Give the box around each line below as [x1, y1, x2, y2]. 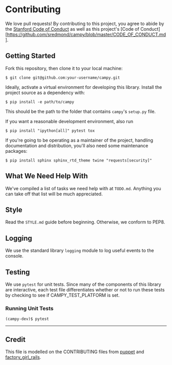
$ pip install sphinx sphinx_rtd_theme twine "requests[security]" [5, 157, 153, 163]
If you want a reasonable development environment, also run [5, 118, 134, 124]
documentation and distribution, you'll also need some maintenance [5, 142, 148, 149]
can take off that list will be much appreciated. [5, 191, 103, 197]
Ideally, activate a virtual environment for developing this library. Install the [5, 84, 162, 90]
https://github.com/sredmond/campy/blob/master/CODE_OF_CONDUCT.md [7, 31, 166, 37]
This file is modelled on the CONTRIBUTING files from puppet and [5, 349, 144, 355]
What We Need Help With [5, 172, 88, 180]
